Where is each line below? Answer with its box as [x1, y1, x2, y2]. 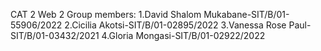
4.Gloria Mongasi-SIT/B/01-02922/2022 [101, 30, 266, 41]
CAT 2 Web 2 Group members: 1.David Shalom [10, 9, 202, 20]
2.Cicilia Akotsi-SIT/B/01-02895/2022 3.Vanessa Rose [64, 19, 287, 31]
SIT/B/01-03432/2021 [10, 30, 100, 41]
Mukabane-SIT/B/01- [203, 9, 290, 20]
